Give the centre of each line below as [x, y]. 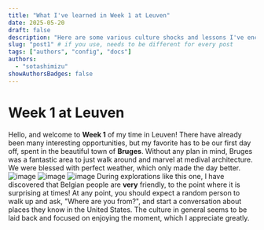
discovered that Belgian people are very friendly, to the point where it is [125, 184]
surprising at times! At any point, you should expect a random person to [124, 192]
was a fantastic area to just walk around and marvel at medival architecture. [130, 159]
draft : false [29, 30]
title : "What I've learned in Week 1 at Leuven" [89, 15]
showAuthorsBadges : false [50, 74]
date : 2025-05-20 [37, 23]
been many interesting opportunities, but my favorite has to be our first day [130, 143]
